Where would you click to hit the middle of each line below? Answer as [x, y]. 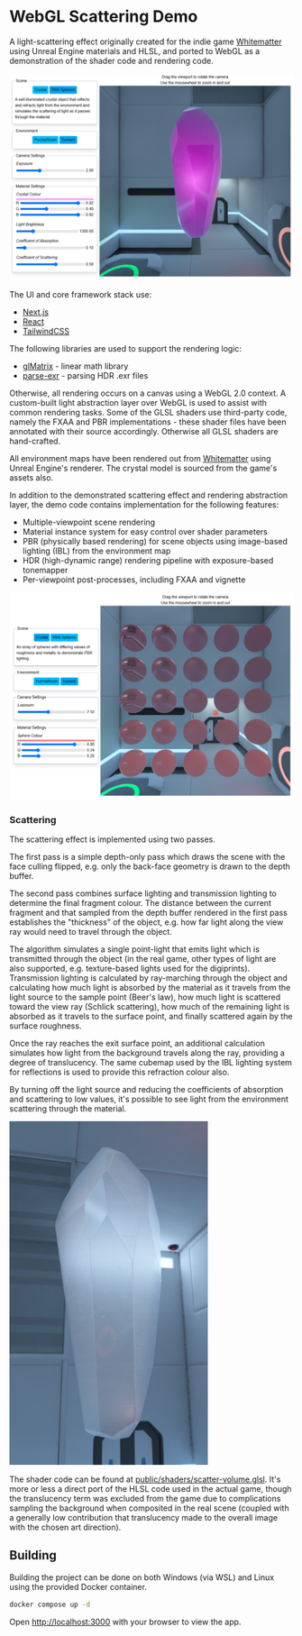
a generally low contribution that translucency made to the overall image [143, 1518]
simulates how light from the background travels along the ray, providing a [147, 1053]
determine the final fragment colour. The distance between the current [141, 903]
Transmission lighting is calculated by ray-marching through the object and [149, 978]
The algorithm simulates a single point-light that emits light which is [134, 949]
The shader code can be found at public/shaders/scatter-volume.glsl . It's [145, 1479]
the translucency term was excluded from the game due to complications [145, 1499]
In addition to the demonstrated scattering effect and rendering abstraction [149, 495]
